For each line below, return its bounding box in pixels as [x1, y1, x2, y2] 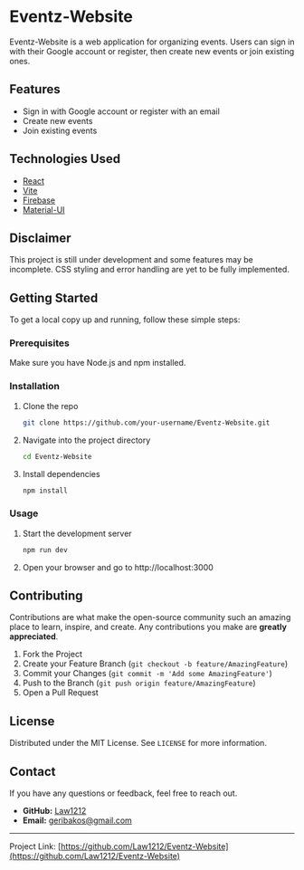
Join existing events [22, 125, 98, 136]
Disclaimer [9, 230, 71, 245]
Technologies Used [9, 151, 120, 167]
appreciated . [9, 631, 59, 642]
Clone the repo [22, 400, 79, 411]
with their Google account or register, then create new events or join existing [9, 45, 295, 56]
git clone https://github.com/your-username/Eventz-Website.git [22, 418, 271, 427]
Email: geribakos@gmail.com [22, 815, 133, 826]
